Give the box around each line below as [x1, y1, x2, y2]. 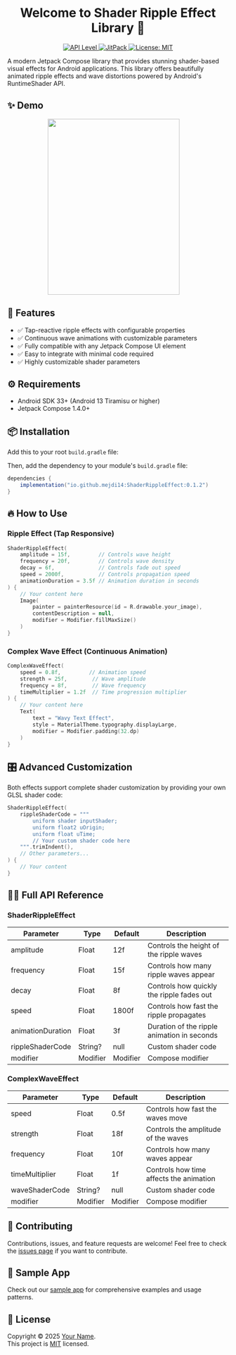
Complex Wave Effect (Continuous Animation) [7, 646, 168, 656]
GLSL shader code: [7, 791, 63, 799]
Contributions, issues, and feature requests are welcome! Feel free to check [7, 1239, 227, 1247]
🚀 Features [7, 307, 55, 319]
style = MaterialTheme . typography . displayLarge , [32, 721, 178, 728]
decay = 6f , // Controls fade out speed [20, 564, 181, 571]
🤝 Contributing [7, 1221, 73, 1233]
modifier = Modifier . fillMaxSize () [32, 617, 137, 624]
